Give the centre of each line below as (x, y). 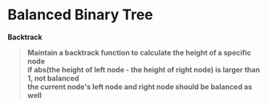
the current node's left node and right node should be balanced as (140, 87)
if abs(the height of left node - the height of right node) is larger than (144, 69)
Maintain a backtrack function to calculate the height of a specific (139, 52)
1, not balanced (53, 78)
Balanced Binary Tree (80, 15)
